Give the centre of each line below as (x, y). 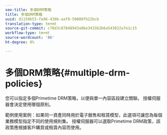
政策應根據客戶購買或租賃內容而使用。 (44, 127)
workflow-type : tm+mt (28, 33)
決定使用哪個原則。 (33, 104)
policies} (24, 83)
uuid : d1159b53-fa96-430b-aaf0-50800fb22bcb (52, 19)
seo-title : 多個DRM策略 (28, 10)
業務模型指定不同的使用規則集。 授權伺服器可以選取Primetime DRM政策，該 (83, 121)
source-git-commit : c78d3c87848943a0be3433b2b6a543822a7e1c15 (71, 28)
